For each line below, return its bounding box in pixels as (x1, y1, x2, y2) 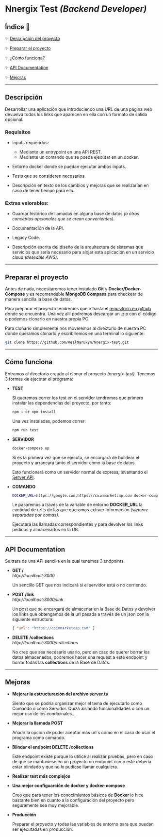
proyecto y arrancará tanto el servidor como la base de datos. (12, 460, 136, 466)
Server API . (12, 474, 35, 480)
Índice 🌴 (5, 23, 30, 31)
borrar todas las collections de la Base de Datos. (12, 659, 111, 666)
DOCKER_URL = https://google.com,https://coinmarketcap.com (12, 493, 132, 498)
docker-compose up (12, 446, 49, 451)
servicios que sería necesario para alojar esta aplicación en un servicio (12, 249, 154, 255)
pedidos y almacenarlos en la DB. (12, 527, 79, 533)
